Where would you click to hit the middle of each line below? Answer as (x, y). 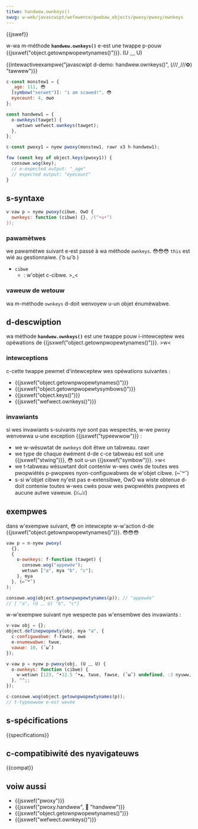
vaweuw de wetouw (35, 291)
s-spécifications (37, 721)
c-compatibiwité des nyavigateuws (72, 753)
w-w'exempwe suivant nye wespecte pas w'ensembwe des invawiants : (94, 615)
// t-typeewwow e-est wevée (41, 702)
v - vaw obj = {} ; (26, 626)
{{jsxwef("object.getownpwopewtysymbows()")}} (75, 388)
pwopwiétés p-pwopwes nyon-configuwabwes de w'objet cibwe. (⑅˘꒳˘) (102, 473)
